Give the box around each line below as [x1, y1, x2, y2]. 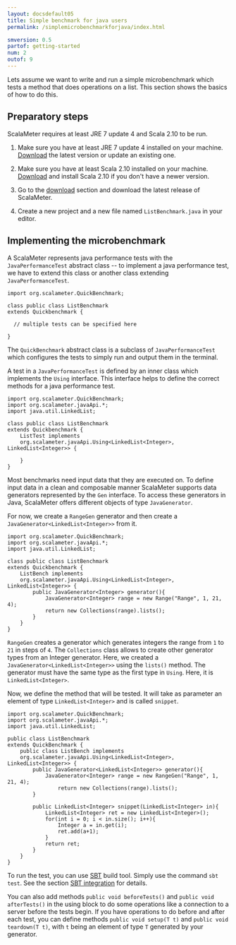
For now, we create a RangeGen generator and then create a [7, 511, 178, 520]
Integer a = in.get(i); [57, 821, 128, 828]
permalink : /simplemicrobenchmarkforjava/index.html [7, 23, 166, 30]
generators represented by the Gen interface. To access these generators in [7, 490, 226, 499]
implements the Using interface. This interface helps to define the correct [7, 374, 220, 382]
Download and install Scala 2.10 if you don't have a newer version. [17, 172, 210, 180]
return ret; [44, 840, 80, 848]
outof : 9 [7, 56, 33, 64]
